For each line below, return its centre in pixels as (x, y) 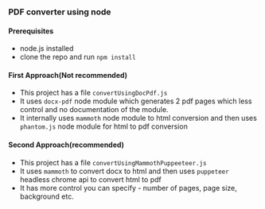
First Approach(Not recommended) (68, 75)
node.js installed (47, 48)
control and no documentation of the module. (94, 110)
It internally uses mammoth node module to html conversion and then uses (138, 118)
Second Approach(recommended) (66, 145)
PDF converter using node (60, 12)
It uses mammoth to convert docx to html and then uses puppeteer (124, 171)
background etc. (47, 196)
